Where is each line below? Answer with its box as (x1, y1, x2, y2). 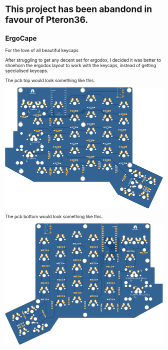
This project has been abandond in (5, 4, 152, 15)
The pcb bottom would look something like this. (5, 213, 103, 219)
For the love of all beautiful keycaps (5, 48, 79, 53)
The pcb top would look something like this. (5, 78, 95, 83)
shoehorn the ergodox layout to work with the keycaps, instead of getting (5, 63, 156, 68)
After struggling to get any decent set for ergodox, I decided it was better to (5, 57, 161, 63)
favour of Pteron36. (5, 14, 88, 26)
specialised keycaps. (5, 68, 48, 74)
